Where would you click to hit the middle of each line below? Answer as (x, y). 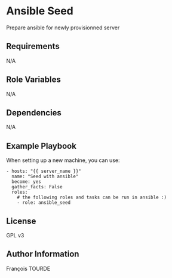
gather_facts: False (37, 187)
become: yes (27, 182)
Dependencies (34, 113)
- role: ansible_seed (44, 203)
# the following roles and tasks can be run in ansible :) (92, 198)
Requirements (33, 46)
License (21, 221)
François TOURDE (28, 268)
